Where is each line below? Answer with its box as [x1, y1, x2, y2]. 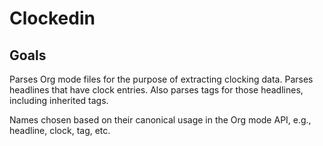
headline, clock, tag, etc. [9, 125, 111, 136]
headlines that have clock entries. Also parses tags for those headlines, [9, 84, 304, 96]
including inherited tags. [9, 95, 109, 106]
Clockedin [9, 7, 96, 30]
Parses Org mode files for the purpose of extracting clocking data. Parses [9, 73, 314, 85]
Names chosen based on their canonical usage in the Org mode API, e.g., [9, 114, 312, 126]
